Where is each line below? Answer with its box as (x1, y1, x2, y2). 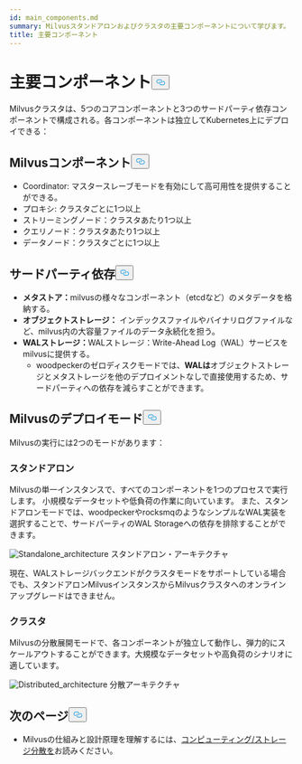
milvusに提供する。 (22, 348, 95, 359)
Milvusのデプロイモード (9, 411, 143, 427)
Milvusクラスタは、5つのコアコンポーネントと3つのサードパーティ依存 (9, 103, 272, 114)
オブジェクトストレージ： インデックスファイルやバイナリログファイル (22, 314, 286, 325)
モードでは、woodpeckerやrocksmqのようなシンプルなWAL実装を (40, 507, 287, 518)
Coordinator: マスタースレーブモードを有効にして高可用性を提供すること (22, 181, 292, 192)
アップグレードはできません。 (9, 590, 120, 601)
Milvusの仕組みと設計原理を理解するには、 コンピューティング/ (22, 734, 255, 745)
